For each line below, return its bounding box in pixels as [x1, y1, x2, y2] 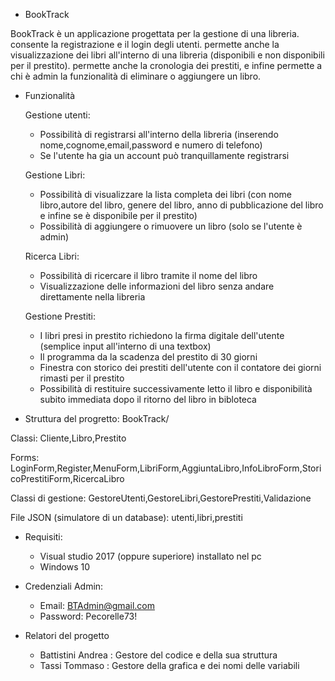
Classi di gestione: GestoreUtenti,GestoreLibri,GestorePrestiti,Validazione [10, 492, 312, 504]
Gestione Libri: [24, 169, 86, 181]
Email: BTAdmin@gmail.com [39, 600, 155, 611]
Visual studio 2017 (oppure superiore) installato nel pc [39, 550, 262, 562]
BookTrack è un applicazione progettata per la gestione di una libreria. [10, 28, 300, 39]
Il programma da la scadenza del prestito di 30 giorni [39, 351, 258, 363]
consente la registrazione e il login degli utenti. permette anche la [10, 39, 280, 50]
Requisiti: [24, 531, 63, 543]
